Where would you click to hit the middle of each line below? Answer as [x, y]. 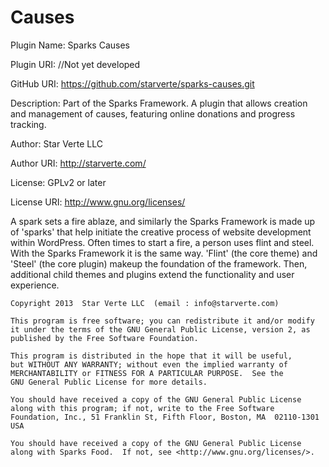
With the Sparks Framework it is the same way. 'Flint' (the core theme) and [164, 253]
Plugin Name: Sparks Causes [70, 45]
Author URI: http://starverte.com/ [78, 163]
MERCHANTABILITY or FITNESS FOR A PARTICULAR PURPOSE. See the [147, 373]
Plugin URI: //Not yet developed [75, 64]
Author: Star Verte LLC [56, 143]
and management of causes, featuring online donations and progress [153, 113]
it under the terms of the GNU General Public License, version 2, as [160, 329]
